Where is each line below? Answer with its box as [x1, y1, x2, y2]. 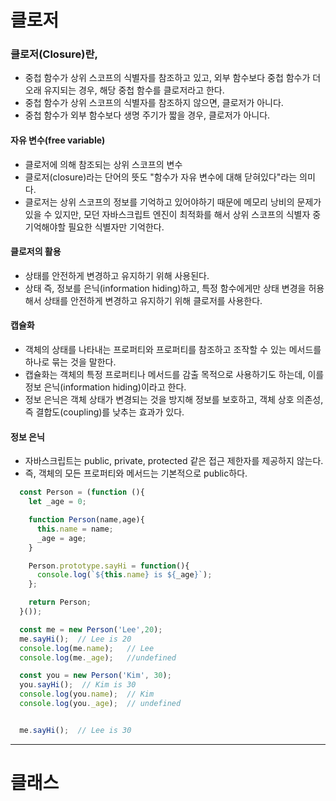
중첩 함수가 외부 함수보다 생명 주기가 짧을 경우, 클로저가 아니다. [24, 109, 271, 121]
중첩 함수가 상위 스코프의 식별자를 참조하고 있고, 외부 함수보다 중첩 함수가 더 [24, 72, 322, 84]
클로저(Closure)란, [10, 47, 98, 61]
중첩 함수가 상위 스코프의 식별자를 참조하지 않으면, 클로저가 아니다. [24, 97, 284, 109]
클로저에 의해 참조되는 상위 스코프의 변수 [24, 158, 183, 170]
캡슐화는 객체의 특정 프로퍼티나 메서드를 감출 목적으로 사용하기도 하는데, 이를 [24, 369, 325, 381]
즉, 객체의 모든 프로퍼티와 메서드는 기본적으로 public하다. [24, 467, 248, 480]
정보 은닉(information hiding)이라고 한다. [24, 381, 187, 393]
